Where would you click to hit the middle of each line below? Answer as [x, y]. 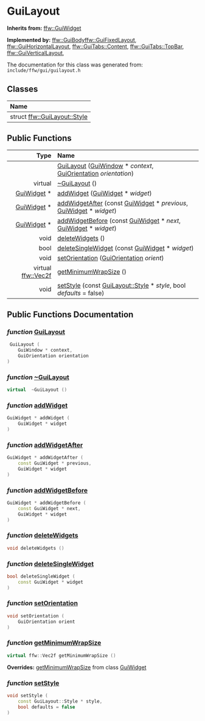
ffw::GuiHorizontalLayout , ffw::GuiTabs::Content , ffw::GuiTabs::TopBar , [96, 46]
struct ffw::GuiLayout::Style [49, 116]
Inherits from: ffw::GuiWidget [44, 28]
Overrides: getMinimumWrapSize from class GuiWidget [77, 667]
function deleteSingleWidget [50, 564]
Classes [23, 89]
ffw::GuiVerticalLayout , [36, 52]
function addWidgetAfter [45, 445]
